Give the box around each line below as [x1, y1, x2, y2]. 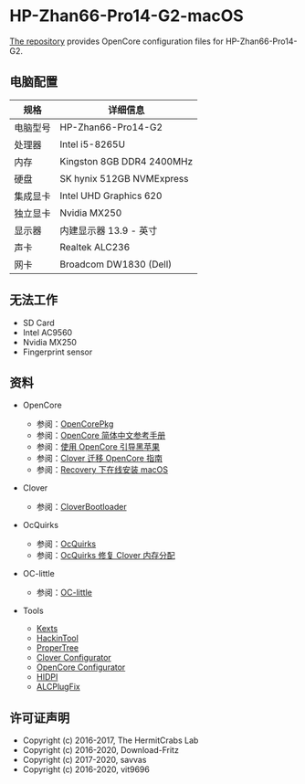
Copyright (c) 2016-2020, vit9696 [22, 764, 151, 775]
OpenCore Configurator [36, 662, 126, 673]
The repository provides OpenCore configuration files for [9, 36, 224, 47]
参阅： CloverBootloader [36, 502, 127, 513]
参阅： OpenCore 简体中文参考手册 [36, 430, 166, 441]
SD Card [22, 317, 55, 328]
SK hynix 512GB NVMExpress [59, 172, 189, 185]
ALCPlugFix [36, 682, 80, 693]
